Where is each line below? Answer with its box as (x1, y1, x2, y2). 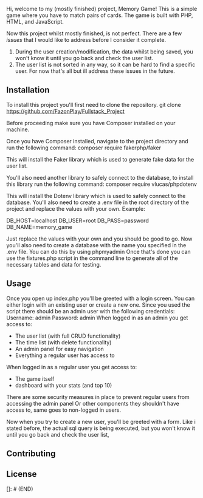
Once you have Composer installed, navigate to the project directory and (6, 137, 188, 145)
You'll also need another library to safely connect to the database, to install (6, 174, 194, 181)
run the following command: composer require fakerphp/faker (6, 144, 161, 151)
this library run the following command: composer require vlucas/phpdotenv (6, 180, 198, 188)
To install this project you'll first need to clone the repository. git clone (6, 101, 181, 108)
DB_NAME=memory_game (6, 223, 73, 230)
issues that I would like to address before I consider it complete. (6, 36, 166, 43)
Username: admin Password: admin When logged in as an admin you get (6, 314, 188, 321)
